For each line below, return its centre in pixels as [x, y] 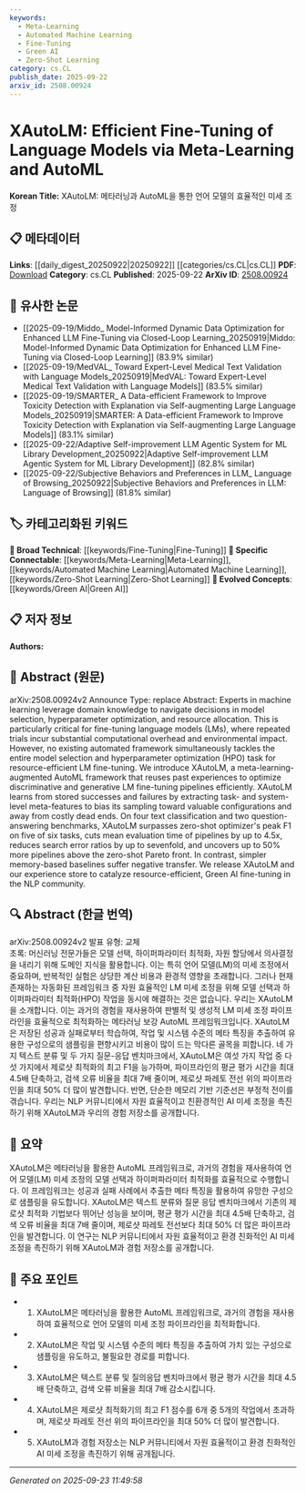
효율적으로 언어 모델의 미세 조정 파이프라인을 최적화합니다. [157, 1324]
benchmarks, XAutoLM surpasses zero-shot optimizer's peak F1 [171, 825]
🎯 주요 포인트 [44, 1279]
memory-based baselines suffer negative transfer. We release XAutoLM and [152, 864]
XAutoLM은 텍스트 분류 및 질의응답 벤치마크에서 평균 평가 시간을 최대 [159, 1377]
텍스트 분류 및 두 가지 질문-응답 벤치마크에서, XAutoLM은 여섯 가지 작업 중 [151, 1056]
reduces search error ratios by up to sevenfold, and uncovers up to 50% [145, 844]
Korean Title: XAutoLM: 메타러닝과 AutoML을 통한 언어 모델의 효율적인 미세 [146, 196]
